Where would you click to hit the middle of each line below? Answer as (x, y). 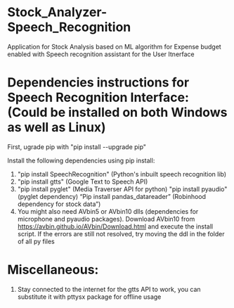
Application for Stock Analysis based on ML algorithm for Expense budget (114, 46)
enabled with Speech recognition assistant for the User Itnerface (101, 54)
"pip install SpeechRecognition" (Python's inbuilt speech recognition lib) (122, 174)
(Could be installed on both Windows (117, 113)
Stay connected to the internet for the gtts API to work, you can (109, 289)
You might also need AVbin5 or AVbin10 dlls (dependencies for (108, 211)
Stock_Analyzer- (57, 12)
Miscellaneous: (53, 270)
